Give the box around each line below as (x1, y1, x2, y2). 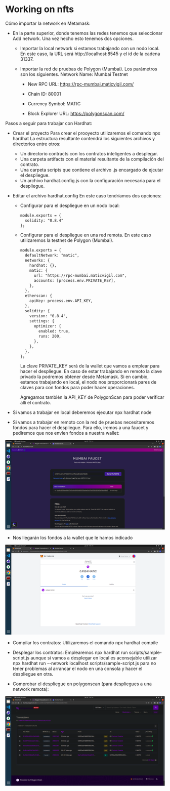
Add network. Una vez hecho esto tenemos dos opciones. (12, 35, 134, 41)
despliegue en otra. (12, 671, 53, 677)
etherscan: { (24, 293, 52, 298)
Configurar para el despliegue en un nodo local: (20, 202, 120, 209)
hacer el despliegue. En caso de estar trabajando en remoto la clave (20, 368, 162, 374)
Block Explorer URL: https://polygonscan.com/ (27, 110, 125, 116)
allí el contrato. (20, 399, 52, 405)
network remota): (12, 686, 49, 692)
